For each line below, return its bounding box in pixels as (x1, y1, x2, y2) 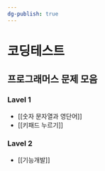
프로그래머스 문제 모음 (7, 73, 98, 85)
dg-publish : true (7, 10, 59, 18)
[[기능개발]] (17, 155, 50, 164)
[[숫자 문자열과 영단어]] (17, 112, 83, 120)
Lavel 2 (7, 138, 33, 148)
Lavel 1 (7, 95, 32, 105)
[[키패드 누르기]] (17, 121, 64, 129)
